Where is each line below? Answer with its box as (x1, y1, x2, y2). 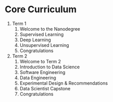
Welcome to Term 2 (19, 58, 62, 64)
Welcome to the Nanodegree (19, 25, 80, 32)
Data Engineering (19, 74, 56, 81)
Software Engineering (19, 69, 66, 75)
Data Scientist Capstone (19, 85, 71, 91)
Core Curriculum (5, 4, 77, 15)
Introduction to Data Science (19, 64, 80, 70)
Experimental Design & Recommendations (19, 80, 108, 86)
